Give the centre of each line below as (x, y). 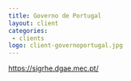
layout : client (34, 23)
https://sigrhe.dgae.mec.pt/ (54, 68)
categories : (28, 30)
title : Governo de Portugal (55, 16)
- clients (28, 38)
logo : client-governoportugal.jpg (66, 46)
